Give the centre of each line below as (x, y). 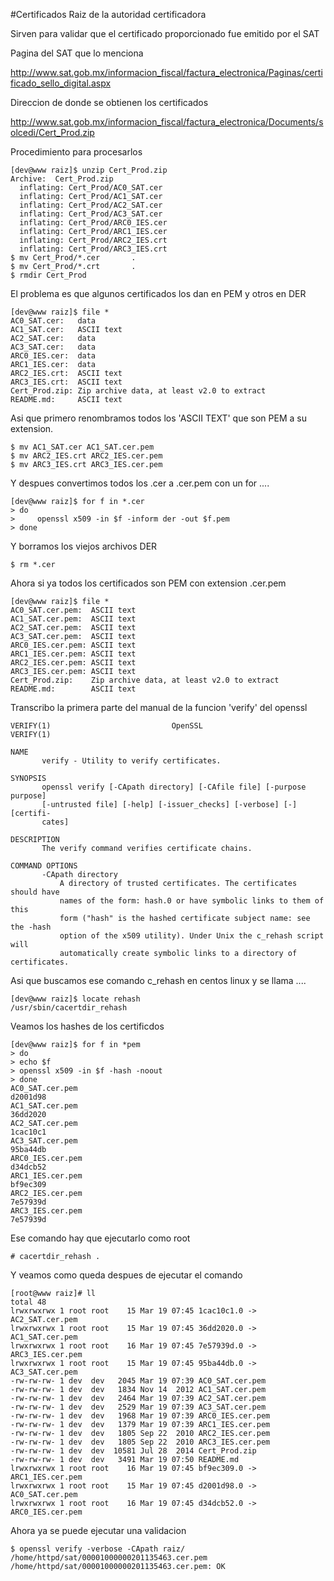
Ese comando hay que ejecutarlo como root (100, 1238)
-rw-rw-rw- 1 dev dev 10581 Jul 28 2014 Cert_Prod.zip (133, 1451)
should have (35, 892)
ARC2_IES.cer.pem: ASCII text (73, 663)
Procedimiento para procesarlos (76, 152)
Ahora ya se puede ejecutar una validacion (98, 1530)
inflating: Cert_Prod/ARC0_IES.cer (93, 223)
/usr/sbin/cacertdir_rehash (69, 1008)
